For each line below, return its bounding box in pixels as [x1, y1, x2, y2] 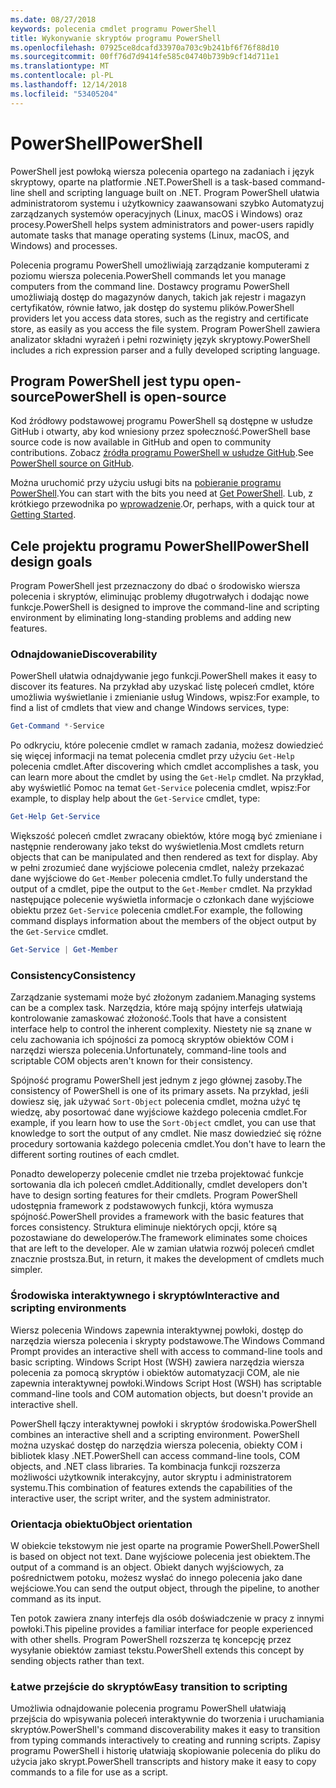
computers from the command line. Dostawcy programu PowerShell [10, 280, 290, 292]
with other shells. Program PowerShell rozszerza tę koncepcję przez [10, 1634, 292, 1645]
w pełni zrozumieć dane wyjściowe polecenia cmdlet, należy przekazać [10, 862, 305, 874]
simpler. [10, 1264, 43, 1276]
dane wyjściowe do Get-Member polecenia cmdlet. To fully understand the [10, 872, 308, 885]
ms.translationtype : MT [10, 61, 110, 71]
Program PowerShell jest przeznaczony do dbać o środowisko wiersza [10, 580, 301, 592]
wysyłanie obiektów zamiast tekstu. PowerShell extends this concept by [10, 1644, 305, 1656]
